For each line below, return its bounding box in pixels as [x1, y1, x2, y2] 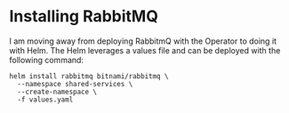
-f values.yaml [17, 95, 74, 104]
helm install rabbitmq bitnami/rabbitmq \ [9, 71, 169, 81]
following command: [9, 54, 84, 65]
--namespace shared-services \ [17, 79, 133, 88]
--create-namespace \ [17, 87, 98, 96]
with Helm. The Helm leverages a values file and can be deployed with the [9, 44, 281, 55]
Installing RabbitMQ [9, 6, 158, 27]
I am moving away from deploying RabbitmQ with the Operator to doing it [9, 36, 277, 46]
